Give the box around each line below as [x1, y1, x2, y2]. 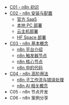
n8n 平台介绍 [16, 46, 43, 52]
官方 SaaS [16, 16, 37, 22]
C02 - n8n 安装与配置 [9, 10, 53, 16]
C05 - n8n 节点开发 [9, 89, 48, 94]
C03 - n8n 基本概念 [9, 41, 48, 46]
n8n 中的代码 [16, 65, 43, 70]
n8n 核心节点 [16, 59, 43, 64]
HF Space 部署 [16, 34, 46, 40]
